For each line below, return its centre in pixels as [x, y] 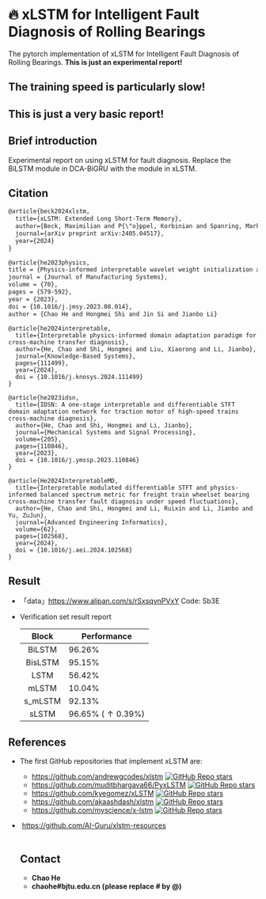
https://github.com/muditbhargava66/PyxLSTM [108, 785]
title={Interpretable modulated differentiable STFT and [111, 487]
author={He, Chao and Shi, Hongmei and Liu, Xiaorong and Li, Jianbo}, [136, 349]
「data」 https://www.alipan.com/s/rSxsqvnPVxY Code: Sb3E [120, 601]
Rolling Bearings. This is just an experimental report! [95, 62]
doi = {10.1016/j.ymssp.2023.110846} [78, 460]
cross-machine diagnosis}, [53, 418]
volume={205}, [38, 439]
